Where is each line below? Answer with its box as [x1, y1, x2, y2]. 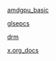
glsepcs [7, 19, 30, 27]
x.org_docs [7, 46, 39, 54]
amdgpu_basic [7, 6, 49, 14]
